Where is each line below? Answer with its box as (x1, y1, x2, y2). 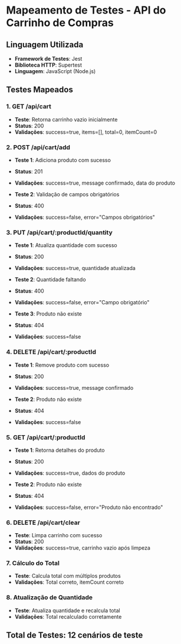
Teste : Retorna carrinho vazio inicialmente (14, 116, 118, 123)
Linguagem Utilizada (6, 40, 84, 50)
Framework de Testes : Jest (14, 55, 83, 62)
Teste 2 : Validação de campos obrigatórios (14, 190, 120, 198)
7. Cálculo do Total (6, 559, 60, 567)
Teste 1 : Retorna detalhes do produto (14, 446, 105, 454)
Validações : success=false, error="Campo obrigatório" (14, 299, 150, 306)
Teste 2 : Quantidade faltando (14, 276, 87, 283)
